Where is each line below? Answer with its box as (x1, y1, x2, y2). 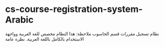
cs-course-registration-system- (5, 3, 143, 15)
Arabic (5, 14, 34, 25)
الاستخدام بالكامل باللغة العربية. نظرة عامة (5, 36, 84, 42)
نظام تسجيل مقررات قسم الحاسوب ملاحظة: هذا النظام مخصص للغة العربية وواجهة (5, 30, 159, 36)
